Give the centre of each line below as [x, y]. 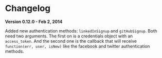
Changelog [28, 8]
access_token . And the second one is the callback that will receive [71, 41]
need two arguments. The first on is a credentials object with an [69, 36]
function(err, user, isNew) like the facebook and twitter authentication [77, 46]
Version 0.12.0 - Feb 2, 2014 [34, 22]
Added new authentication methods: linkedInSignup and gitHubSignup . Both [81, 31]
